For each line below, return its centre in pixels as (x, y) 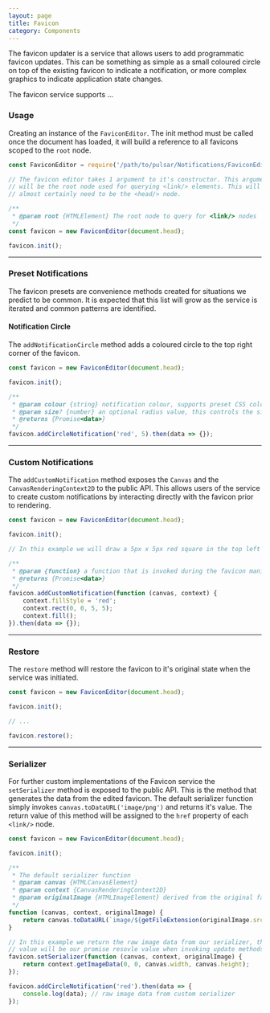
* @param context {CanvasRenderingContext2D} (89, 890)
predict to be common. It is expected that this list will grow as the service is (133, 300)
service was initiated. (43, 678)
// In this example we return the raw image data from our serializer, (131, 942)
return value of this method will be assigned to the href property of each (129, 815)
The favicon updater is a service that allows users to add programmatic (126, 54)
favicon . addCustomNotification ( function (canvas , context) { (113, 594)
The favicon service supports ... (61, 95)
